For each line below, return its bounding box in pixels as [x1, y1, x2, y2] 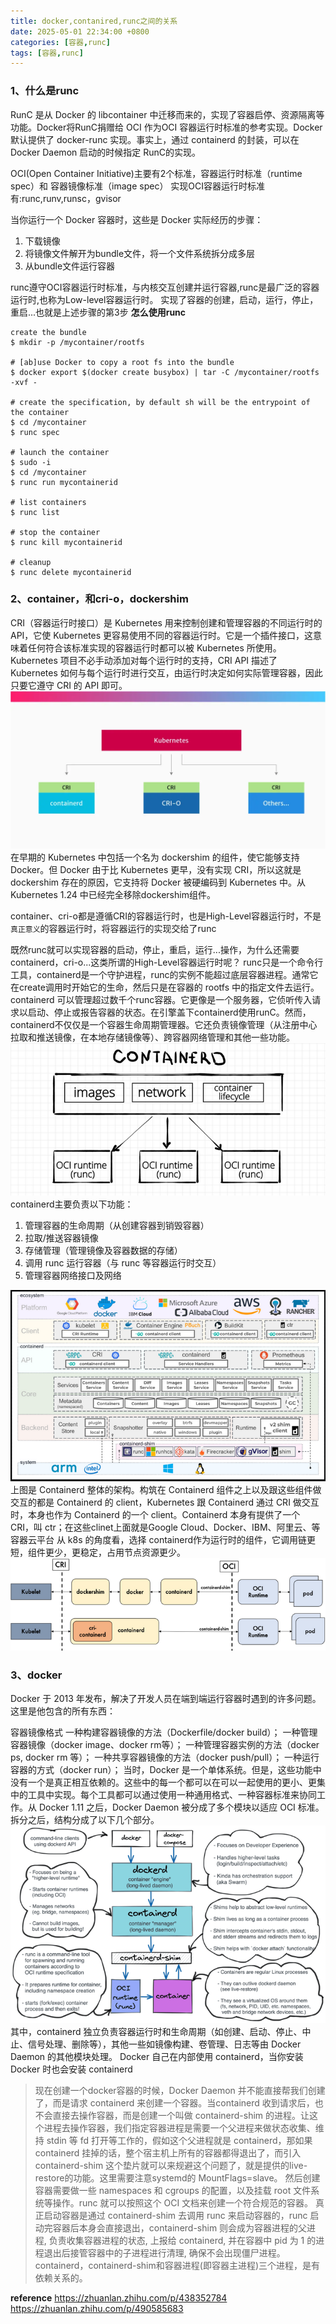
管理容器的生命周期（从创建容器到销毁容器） [24, 1220, 210, 1232]
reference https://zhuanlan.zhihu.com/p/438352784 [10, 2292, 228, 2304]
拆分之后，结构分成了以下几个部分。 [10, 1814, 160, 1826]
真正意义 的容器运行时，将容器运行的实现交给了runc [10, 922, 217, 934]
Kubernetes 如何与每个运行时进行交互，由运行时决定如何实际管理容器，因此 [10, 666, 323, 679]
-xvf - [10, 377, 38, 387]
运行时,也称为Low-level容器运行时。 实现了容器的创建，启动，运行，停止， [10, 293, 319, 305]
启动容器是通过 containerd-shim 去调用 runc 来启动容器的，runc [43, 2210, 308, 2222]
